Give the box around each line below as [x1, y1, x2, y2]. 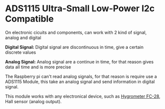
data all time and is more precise [5, 64, 71, 70]
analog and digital [5, 35, 41, 41]
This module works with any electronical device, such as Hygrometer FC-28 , [5, 93, 161, 99]
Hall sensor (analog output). [5, 98, 62, 104]
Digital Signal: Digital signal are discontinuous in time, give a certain [5, 44, 144, 50]
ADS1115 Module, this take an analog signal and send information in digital [5, 79, 155, 85]
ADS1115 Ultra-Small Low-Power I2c [5, 3, 155, 14]
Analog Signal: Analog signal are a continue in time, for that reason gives [5, 59, 154, 65]
